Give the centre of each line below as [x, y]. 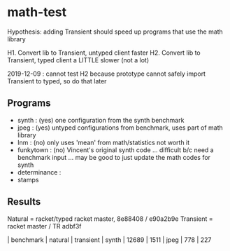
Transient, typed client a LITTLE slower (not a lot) [78, 60]
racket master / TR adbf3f [44, 226]
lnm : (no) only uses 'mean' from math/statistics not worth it [103, 142]
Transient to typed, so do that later [57, 81]
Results [24, 202]
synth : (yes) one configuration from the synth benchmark [101, 120]
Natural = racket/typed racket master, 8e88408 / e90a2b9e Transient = [110, 219]
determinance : [39, 172]
